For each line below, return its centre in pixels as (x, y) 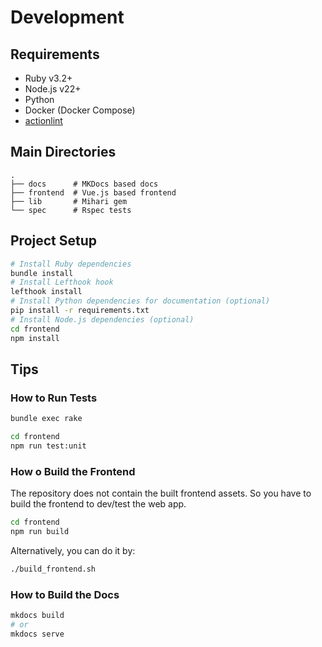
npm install (35, 338)
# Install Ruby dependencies (71, 264)
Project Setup (54, 241)
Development (67, 17)
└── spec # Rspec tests (71, 210)
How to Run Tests (54, 398)
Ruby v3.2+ (48, 78)
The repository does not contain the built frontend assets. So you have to (161, 493)
